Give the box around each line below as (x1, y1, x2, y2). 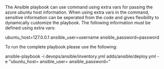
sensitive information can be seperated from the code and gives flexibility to (5, 15, 159, 20)
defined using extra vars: (5, 25, 55, 31)
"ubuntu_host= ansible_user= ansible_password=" (9, 59, 111, 64)
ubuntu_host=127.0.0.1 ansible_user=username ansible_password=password (5, 34, 160, 40)
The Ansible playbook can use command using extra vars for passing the (5, 4, 153, 10)
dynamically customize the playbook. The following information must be (5, 20, 151, 25)
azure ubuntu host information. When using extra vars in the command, (5, 9, 150, 15)
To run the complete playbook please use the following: (5, 44, 118, 49)
